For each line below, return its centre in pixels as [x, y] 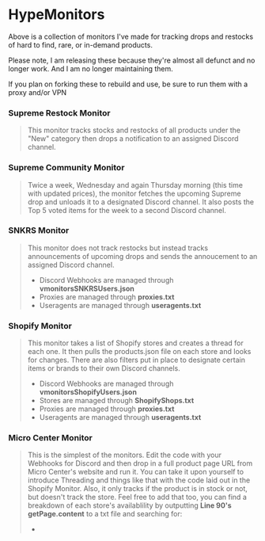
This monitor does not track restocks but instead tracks [117, 248]
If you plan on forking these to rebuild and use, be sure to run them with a [128, 84]
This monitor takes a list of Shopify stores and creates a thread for [135, 343]
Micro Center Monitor [51, 438]
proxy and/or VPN [38, 92]
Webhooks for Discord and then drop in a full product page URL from [140, 463]
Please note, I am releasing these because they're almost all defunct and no [132, 60]
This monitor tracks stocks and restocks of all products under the [134, 130]
